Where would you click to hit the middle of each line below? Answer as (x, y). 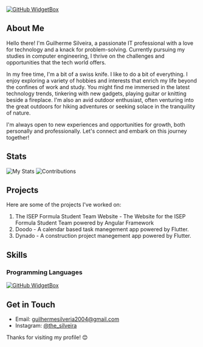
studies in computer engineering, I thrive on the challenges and (85, 56)
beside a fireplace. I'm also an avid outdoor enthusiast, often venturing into (100, 99)
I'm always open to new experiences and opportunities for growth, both (96, 124)
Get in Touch (31, 304)
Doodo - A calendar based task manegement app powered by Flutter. (102, 229)
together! (18, 137)
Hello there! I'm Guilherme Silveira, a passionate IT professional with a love (100, 43)
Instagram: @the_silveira (46, 325)
